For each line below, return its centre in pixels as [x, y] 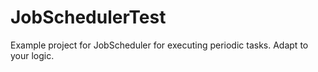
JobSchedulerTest [88, 17]
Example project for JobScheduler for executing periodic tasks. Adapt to [159, 45]
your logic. [32, 55]
